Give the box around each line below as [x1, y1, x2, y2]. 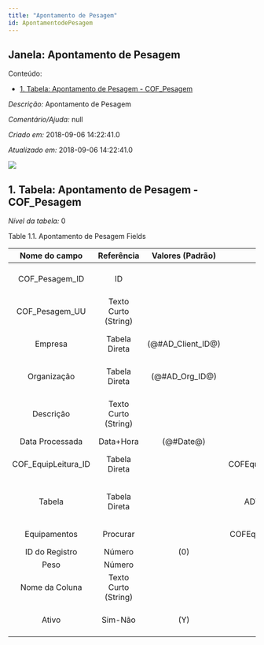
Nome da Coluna [20, 582, 82, 593]
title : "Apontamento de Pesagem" [8, 11, 118, 20]
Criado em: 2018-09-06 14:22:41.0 [8, 130, 120, 140]
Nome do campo [19, 250, 83, 261]
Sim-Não [101, 614, 136, 625]
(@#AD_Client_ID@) [146, 338, 222, 349]
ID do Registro [24, 546, 78, 557]
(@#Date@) [162, 436, 206, 447]
